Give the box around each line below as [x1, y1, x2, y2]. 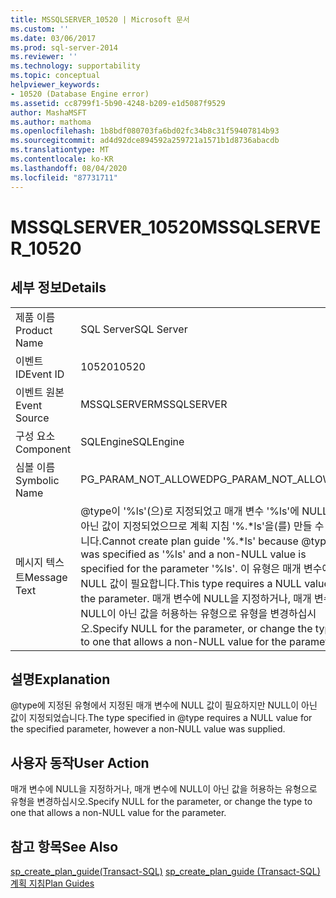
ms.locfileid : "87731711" [10, 172, 118, 183]
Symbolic [15, 473, 60, 487]
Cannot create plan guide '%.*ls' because [101, 534, 299, 548]
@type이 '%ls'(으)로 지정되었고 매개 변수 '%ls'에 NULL [80, 504, 329, 518]
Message [24, 570, 68, 584]
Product [15, 323, 53, 337]
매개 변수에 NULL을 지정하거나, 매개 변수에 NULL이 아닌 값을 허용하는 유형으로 [10, 783, 318, 795]
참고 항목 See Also [10, 838, 119, 855]
